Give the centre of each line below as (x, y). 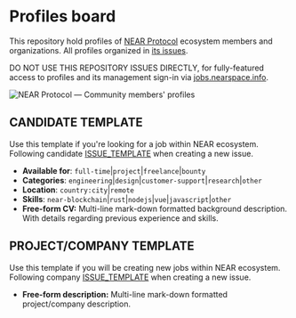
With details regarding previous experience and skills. (120, 218)
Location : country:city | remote (78, 190)
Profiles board (63, 16)
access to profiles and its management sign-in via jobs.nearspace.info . (139, 77)
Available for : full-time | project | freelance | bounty (114, 170)
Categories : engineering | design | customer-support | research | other (142, 180)
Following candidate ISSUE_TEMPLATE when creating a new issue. (131, 153)
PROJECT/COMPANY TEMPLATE (102, 246)
